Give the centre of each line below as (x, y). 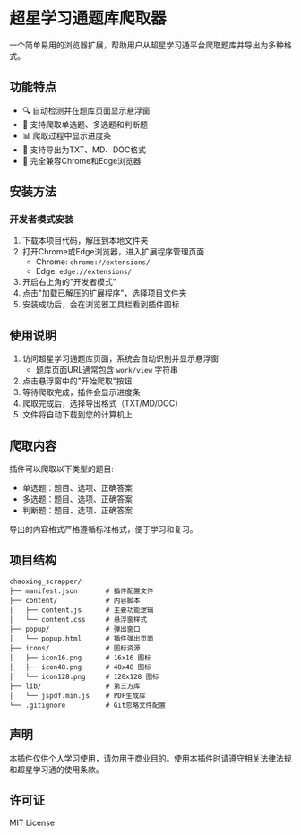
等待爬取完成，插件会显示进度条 (81, 392)
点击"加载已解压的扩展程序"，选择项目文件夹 (104, 293)
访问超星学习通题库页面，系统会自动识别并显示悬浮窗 (120, 358)
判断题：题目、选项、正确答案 (77, 511)
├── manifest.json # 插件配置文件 (82, 591)
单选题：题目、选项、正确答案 (77, 488)
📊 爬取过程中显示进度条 (67, 135)
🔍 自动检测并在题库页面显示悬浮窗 (86, 110)
